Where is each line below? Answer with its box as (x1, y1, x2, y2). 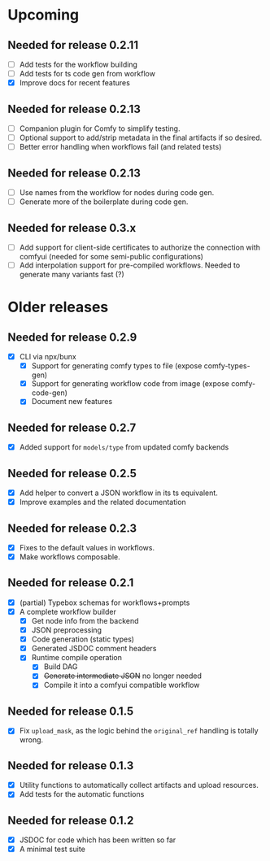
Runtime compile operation (31, 653, 123, 663)
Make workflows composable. (19, 552, 121, 562)
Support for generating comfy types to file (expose (31, 361, 202, 371)
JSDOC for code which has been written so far (19, 835, 176, 845)
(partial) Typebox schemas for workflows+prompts (19, 598, 190, 607)
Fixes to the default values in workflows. (19, 542, 155, 552)
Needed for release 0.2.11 (7, 38, 139, 52)
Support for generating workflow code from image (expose (31, 379, 229, 389)
